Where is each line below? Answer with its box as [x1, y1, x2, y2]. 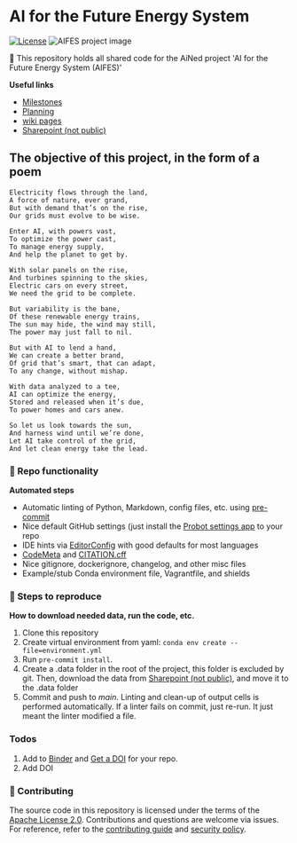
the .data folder [21, 682, 79, 693]
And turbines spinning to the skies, [9, 273, 149, 282]
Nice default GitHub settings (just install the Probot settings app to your [21, 521, 284, 532]
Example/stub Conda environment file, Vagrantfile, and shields [21, 568, 251, 579]
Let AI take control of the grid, [9, 437, 137, 445]
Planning [21, 106, 55, 116]
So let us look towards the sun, [9, 421, 133, 429]
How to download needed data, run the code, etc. [9, 611, 195, 621]
